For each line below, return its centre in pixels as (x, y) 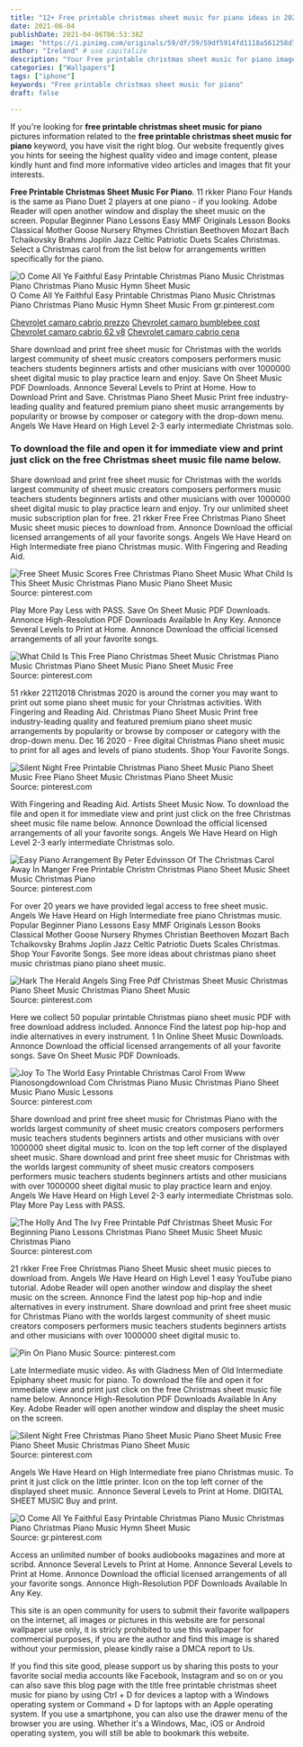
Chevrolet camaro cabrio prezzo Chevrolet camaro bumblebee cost (135, 322)
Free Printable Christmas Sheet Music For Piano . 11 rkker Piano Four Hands (151, 192)
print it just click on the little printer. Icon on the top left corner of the (137, 1482)
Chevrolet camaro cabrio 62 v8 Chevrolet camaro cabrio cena (125, 331)
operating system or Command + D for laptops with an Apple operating (142, 1704)
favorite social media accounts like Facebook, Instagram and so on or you (147, 1675)
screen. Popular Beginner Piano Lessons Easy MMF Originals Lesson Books (151, 220)
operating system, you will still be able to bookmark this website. (130, 1733)
